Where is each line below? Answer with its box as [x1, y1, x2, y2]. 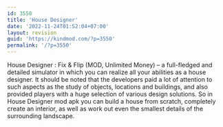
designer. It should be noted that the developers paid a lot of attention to [7, 76, 213, 83]
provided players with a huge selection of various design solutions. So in [7, 90, 213, 98]
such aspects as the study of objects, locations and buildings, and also [7, 83, 209, 91]
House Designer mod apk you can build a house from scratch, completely [7, 97, 216, 105]
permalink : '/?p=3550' [7, 42, 72, 49]
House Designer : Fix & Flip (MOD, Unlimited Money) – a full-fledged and [7, 61, 213, 69]
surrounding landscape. [7, 112, 75, 120]
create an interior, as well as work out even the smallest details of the [7, 104, 204, 113]
